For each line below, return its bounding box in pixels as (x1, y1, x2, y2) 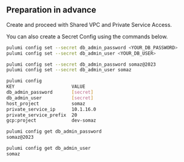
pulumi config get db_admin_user (6, 146, 91, 152)
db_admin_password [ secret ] (6, 90, 94, 96)
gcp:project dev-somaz (6, 118, 97, 124)
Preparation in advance (6, 5, 97, 15)
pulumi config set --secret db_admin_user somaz (6, 67, 132, 73)
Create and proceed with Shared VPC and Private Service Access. (6, 21, 172, 28)
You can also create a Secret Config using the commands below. (6, 33, 168, 40)
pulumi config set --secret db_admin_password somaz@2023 (6, 61, 156, 68)
